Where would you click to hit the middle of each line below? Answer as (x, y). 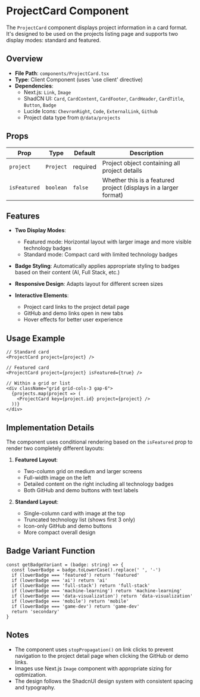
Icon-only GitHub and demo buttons (68, 526)
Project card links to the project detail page (76, 307)
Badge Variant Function (51, 551)
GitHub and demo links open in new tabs (74, 313)
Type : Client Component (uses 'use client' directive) (79, 79)
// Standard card (28, 352)
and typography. (35, 687)
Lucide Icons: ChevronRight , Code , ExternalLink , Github (90, 111)
